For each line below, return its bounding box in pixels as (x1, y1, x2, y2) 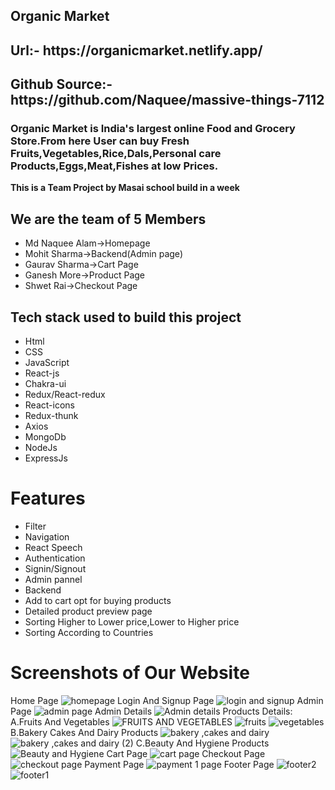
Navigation (24, 531, 70, 543)
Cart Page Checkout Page (106, 747, 266, 759)
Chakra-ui (24, 378, 67, 390)
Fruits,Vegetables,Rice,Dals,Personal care (10, 147, 222, 161)
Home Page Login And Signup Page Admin (10, 694, 324, 706)
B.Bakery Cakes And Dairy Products (10, 726, 159, 738)
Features (10, 487, 86, 510)
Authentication (24, 552, 86, 564)
